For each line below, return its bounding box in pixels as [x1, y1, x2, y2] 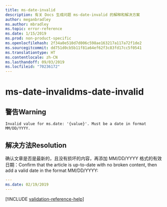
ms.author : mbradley [5, 21, 49, 27]
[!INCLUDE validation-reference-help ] [5, 196, 84, 202]
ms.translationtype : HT [5, 50, 56, 55]
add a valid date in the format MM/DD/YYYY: [5, 167, 98, 173]
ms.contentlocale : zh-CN [5, 54, 58, 60]
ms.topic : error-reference [5, 26, 62, 32]
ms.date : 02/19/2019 [5, 182, 49, 187]
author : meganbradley [5, 17, 51, 22]
